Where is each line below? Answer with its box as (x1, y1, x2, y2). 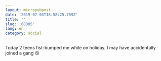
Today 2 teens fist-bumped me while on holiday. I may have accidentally (5, 45, 156, 50)
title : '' (5, 17, 26, 22)
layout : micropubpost (5, 7, 51, 13)
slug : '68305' (5, 21, 35, 27)
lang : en (5, 26, 24, 31)
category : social (5, 31, 42, 36)
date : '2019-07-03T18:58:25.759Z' (5, 12, 78, 17)
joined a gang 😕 (5, 50, 39, 56)
